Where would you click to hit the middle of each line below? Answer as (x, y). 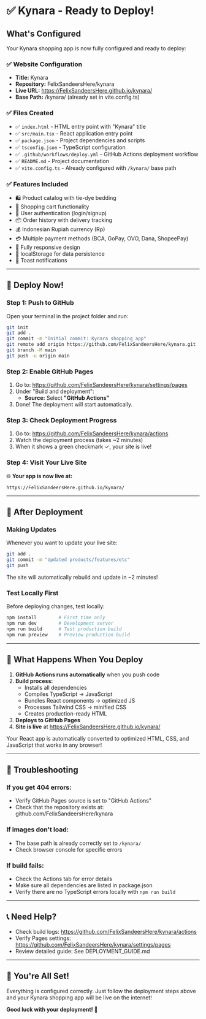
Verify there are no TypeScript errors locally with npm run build (95, 891)
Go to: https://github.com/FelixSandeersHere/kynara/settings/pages (101, 385)
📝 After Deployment (45, 512)
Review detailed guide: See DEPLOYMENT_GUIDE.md (82, 951)
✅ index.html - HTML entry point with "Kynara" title (80, 126)
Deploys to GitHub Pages (48, 720)
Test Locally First (32, 593)
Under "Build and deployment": (55, 391)
